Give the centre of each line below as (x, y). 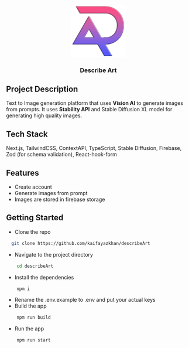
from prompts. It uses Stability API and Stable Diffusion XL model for (89, 110)
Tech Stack (27, 134)
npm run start (34, 340)
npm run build (34, 318)
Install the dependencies (44, 277)
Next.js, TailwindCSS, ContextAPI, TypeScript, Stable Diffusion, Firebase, (94, 148)
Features (23, 173)
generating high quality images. (44, 115)
